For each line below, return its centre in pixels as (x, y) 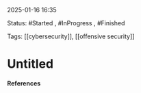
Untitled (30, 64)
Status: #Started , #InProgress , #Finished (66, 23)
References (24, 83)
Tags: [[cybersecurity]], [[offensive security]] (71, 36)
